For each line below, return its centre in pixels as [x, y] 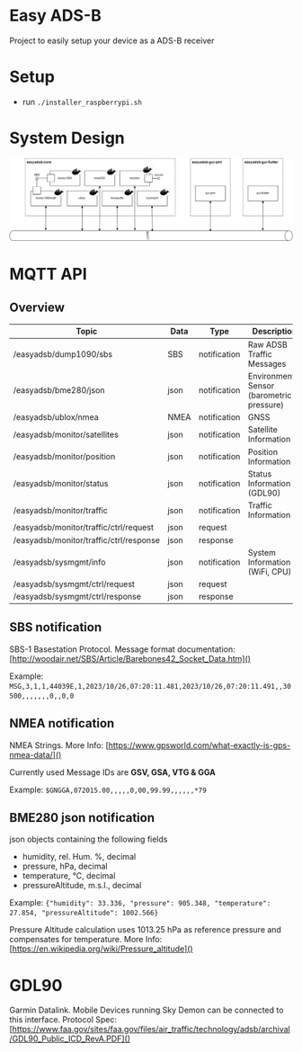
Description [275, 331]
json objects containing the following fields [89, 839]
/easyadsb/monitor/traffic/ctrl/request [84, 528]
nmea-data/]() [36, 754]
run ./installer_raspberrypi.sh [82, 102]
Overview [37, 307]
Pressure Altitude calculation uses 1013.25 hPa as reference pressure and [145, 930]
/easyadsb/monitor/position [64, 457]
